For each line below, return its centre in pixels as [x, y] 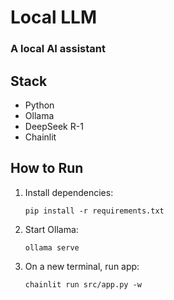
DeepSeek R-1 [54, 126]
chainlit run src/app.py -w [83, 284]
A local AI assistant [58, 49]
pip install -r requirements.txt [94, 211]
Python [39, 105]
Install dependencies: [69, 192]
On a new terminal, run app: [82, 266]
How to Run [47, 168]
